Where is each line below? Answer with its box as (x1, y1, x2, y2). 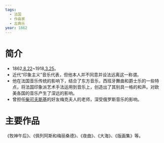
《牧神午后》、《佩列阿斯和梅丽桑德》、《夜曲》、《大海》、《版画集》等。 (5, 133, 143, 139)
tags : (5, 7, 16, 12)
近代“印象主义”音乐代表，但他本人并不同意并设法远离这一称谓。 (12, 72, 142, 78)
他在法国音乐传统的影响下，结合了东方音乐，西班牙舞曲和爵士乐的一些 (12, 78, 155, 84)
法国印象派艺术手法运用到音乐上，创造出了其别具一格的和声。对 (25, 84, 155, 90)
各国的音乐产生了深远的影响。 (16, 90, 77, 96)
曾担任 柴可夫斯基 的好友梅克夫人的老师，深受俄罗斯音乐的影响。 (12, 97, 142, 103)
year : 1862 (5, 26, 28, 31)
